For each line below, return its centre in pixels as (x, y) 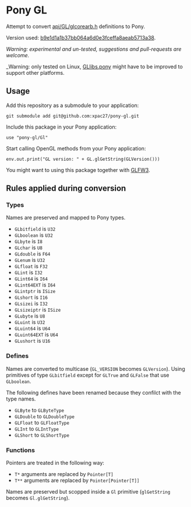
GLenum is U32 (30, 260)
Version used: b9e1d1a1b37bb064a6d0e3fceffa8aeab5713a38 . (81, 37)
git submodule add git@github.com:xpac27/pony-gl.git (73, 116)
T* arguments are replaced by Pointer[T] (64, 474)
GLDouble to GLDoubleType (44, 416)
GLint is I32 (28, 273)
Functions (20, 450)
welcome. (18, 55)
